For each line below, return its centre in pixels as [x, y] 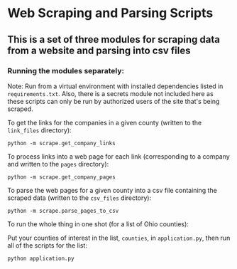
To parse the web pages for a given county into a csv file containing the [112, 190]
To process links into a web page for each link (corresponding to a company [119, 156]
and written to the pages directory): [58, 164]
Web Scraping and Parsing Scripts [110, 13]
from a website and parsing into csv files [99, 50]
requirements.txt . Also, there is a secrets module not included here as [111, 93]
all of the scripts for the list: [47, 245]
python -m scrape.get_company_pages [61, 177]
